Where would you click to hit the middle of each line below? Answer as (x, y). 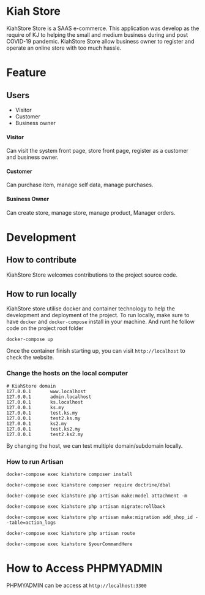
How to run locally (42, 294)
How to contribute (42, 260)
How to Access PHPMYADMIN (84, 568)
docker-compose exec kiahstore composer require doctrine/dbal (89, 485)
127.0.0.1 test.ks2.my (43, 429)
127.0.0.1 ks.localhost (45, 402)
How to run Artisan (35, 461)
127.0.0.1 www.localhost (46, 391)
